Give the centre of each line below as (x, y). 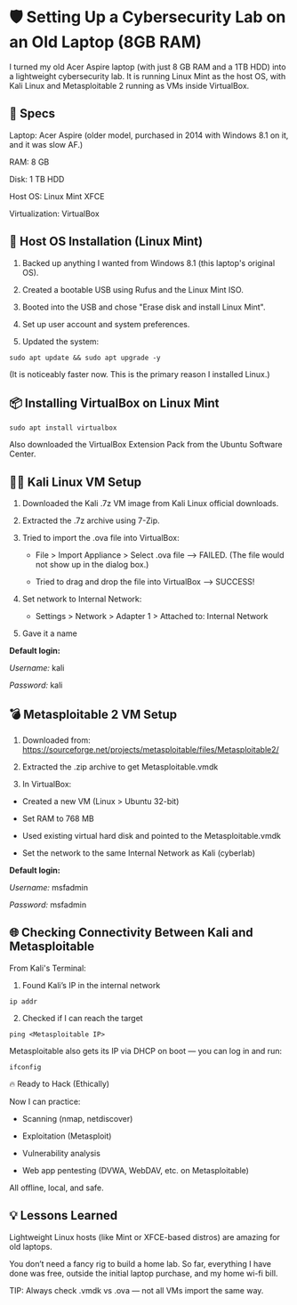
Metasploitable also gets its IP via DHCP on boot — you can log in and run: (146, 1051)
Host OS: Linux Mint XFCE (57, 196)
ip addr (24, 1002)
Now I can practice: (45, 1101)
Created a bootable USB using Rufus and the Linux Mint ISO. (133, 289)
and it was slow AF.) (46, 144)
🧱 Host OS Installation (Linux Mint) (106, 242)
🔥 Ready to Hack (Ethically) (59, 1083)
